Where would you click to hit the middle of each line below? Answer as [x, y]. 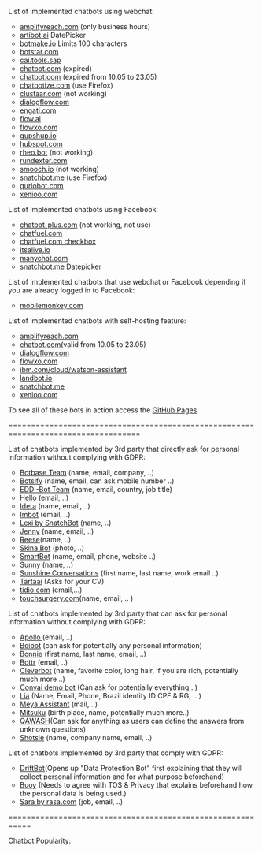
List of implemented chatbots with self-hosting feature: [97, 321]
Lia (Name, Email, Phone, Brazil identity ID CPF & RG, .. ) [111, 696]
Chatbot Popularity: [40, 840]
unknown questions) [53, 729]
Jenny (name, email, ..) [57, 531]
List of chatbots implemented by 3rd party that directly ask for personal [124, 449]
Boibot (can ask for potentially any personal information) [111, 645]
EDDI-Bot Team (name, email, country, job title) [96, 489]
